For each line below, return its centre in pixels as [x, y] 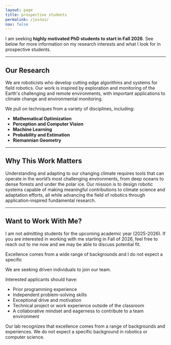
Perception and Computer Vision [48, 124]
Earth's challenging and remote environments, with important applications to [85, 94]
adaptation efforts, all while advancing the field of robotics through [75, 195]
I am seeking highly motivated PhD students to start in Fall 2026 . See [79, 39]
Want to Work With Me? [44, 221]
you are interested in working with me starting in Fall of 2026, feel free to [82, 239]
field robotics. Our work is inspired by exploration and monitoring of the [80, 88]
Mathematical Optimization [42, 119]
